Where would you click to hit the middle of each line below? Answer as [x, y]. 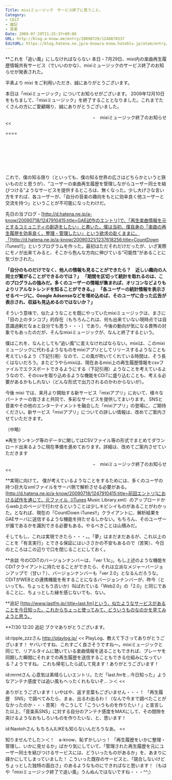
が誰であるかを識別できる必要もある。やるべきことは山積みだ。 [72, 525]
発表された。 [32, 72]
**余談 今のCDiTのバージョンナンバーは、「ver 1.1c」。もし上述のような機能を [86, 560]
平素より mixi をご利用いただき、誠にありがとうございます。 [69, 82]
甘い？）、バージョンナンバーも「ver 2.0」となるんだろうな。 [96, 573]
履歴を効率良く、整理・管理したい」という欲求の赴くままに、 [74, 233]
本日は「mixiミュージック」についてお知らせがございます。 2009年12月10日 [85, 94]
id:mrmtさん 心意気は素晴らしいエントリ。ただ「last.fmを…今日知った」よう [86, 675]
